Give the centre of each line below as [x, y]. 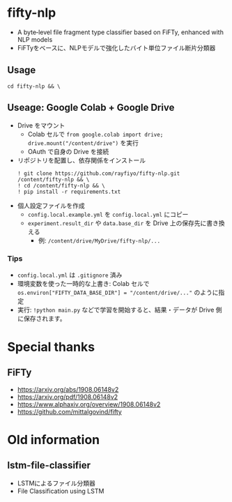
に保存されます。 [41, 318]
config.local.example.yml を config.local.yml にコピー [108, 214]
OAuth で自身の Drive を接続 [68, 151]
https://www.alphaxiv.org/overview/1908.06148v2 [89, 404]
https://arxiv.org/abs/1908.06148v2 [68, 389]
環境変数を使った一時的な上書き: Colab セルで [83, 283]
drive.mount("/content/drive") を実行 [83, 143]
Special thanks [51, 347]
